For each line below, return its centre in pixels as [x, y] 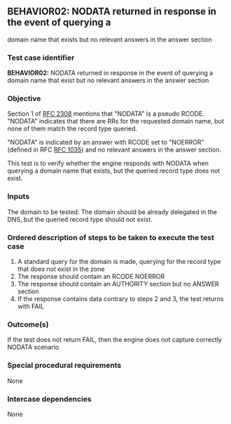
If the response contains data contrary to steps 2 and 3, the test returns [120, 299]
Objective [24, 99]
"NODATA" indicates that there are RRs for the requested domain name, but [115, 121]
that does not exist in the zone [61, 269]
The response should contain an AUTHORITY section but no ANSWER [118, 284]
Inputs [19, 197]
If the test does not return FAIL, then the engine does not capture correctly [115, 340]
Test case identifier [41, 58]
